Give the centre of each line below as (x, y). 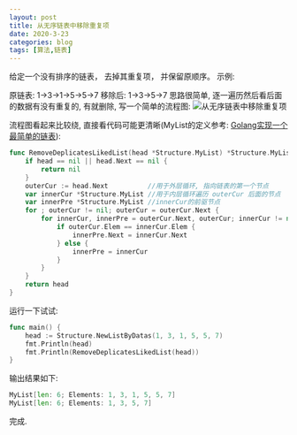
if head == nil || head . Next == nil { (96, 161)
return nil (61, 169)
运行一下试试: (34, 310)
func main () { (35, 327)
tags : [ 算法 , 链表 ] (41, 50)
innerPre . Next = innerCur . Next (130, 235)
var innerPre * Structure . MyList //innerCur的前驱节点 (123, 202)
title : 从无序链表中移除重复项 (59, 26)
